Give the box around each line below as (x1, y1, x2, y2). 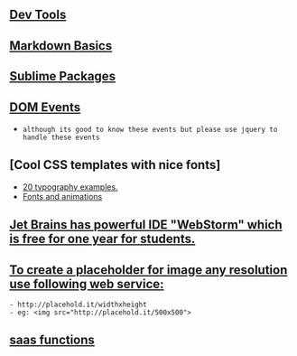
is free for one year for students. (9, 231, 196, 247)
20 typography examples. (22, 181, 119, 192)
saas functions (9, 333, 95, 348)
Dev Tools (9, 7, 67, 23)
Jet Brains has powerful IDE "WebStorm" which (9, 217, 283, 233)
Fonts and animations (22, 191, 103, 201)
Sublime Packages (9, 69, 116, 84)
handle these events (22, 133, 100, 142)
